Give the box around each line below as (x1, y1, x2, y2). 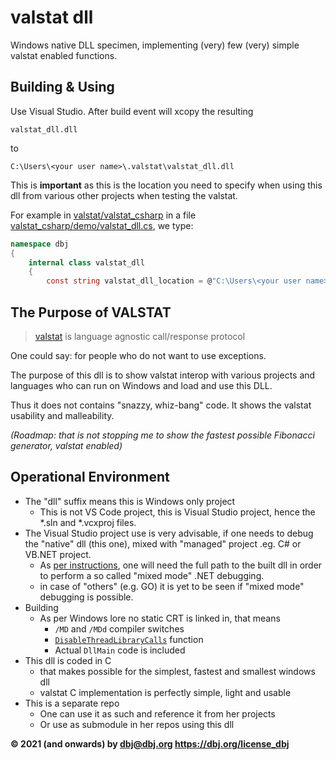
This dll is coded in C (24, 654, 112, 666)
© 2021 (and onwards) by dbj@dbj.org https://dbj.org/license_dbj (10, 737, 290, 750)
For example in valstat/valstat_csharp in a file (10, 209, 197, 221)
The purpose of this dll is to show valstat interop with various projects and (10, 369, 316, 381)
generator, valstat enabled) (10, 439, 123, 451)
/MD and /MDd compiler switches (54, 622, 185, 635)
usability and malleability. (10, 409, 115, 421)
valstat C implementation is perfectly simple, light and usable (39, 686, 292, 698)
